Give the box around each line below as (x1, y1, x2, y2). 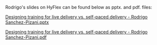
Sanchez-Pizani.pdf (5, 34, 47, 40)
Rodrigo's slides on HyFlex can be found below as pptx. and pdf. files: (5, 4, 152, 10)
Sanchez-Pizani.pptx (5, 19, 49, 25)
